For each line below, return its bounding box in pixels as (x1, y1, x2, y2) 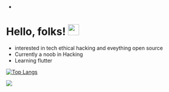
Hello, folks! (6, 25, 66, 38)
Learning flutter (14, 57, 53, 64)
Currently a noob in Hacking (14, 51, 84, 58)
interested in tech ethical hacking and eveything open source (14, 44, 163, 51)
